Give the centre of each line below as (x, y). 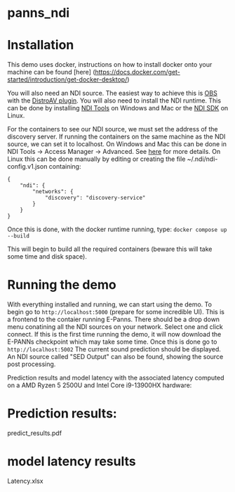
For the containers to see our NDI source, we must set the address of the (113, 129)
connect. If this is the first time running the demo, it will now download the (114, 335)
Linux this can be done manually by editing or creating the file (96, 159)
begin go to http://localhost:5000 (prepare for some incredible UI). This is (116, 312)
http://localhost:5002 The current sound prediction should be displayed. (114, 349)
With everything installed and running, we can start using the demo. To (110, 304)
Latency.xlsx (25, 481)
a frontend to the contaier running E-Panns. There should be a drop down (113, 319)
